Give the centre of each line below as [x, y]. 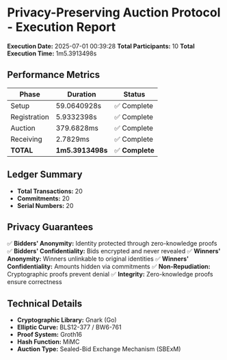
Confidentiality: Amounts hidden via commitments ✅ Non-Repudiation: [109, 267]
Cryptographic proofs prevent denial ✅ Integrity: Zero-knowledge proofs [110, 274]
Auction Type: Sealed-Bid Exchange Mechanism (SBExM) [99, 349]
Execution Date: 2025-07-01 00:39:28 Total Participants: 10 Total [101, 46]
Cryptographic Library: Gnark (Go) [67, 320]
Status [134, 94]
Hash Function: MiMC [48, 342]
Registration [30, 116]
